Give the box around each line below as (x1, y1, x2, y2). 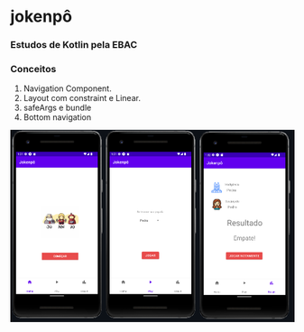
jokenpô (10, 6, 73, 27)
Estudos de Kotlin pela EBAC (10, 39, 138, 51)
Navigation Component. (23, 83, 112, 94)
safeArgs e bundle (23, 102, 92, 114)
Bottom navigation (23, 112, 92, 123)
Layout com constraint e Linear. (23, 93, 141, 104)
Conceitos (10, 63, 57, 76)
